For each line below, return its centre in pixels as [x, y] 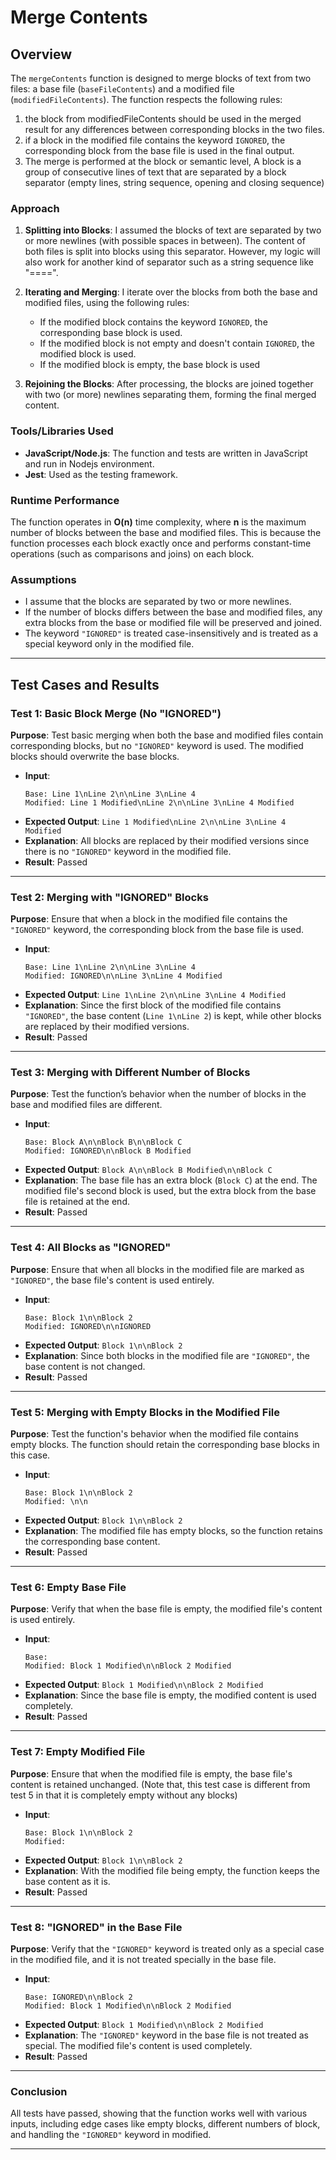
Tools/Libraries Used [62, 431]
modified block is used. [88, 354]
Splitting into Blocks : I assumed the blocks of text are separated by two [173, 230]
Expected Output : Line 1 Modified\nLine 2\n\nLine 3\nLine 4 [155, 821]
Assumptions [43, 579]
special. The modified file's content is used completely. [138, 2045]
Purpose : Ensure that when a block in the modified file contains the [149, 919]
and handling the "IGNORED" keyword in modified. [111, 2135]
